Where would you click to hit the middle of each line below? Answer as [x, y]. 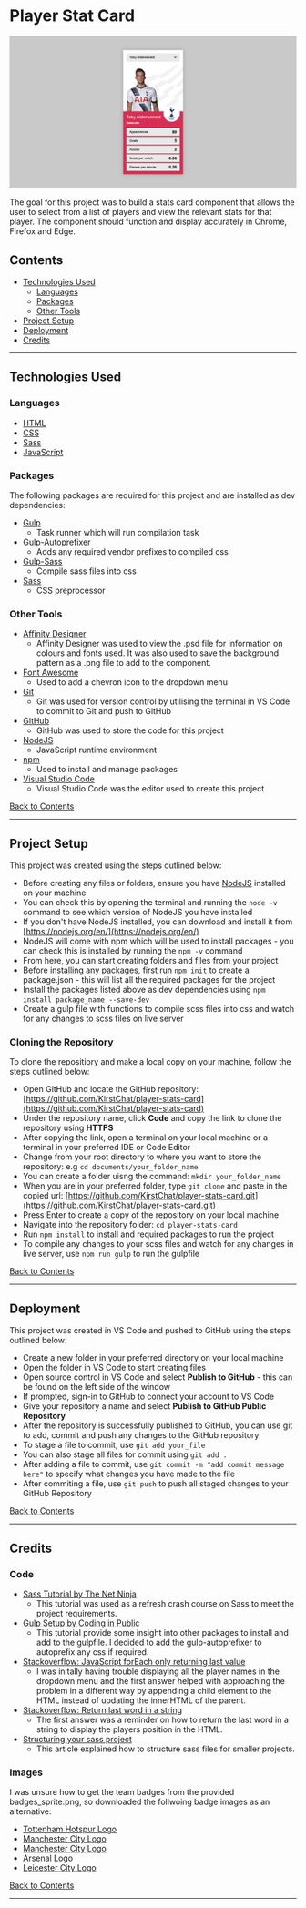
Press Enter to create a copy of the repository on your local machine [151, 1215]
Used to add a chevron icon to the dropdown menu [132, 682]
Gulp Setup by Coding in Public [81, 1623]
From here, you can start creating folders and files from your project [150, 961]
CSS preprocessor [71, 590]
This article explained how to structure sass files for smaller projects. [166, 1749]
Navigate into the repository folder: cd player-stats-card [130, 1225]
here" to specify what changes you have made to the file [128, 1474]
